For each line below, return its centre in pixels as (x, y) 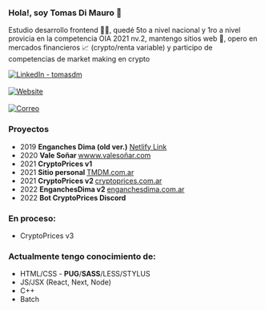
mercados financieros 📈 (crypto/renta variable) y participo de (110, 48)
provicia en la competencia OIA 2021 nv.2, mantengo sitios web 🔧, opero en (133, 38)
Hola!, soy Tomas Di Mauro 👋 (65, 13)
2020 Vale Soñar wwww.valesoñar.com (85, 155)
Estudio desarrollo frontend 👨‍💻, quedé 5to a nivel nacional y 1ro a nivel (124, 30)
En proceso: (32, 218)
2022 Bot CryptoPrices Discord (73, 197)
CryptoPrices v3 (47, 236)
